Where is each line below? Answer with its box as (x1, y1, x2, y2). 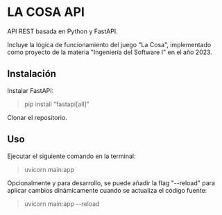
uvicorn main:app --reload (24, 199, 100, 208)
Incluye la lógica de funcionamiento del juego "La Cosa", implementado (7, 40, 212, 49)
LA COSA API (7, 4, 85, 20)
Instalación (7, 68, 57, 80)
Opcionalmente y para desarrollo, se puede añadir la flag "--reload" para (7, 178, 215, 187)
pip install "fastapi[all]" (24, 100, 90, 108)
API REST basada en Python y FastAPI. (7, 27, 118, 35)
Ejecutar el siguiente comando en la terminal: (7, 152, 137, 160)
